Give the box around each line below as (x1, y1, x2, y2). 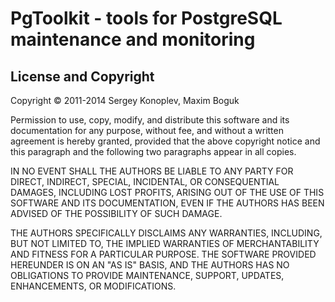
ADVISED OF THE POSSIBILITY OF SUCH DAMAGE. (10, 208, 223, 219)
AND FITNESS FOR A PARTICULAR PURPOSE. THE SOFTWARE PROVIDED (10, 248, 317, 260)
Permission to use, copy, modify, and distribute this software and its (10, 114, 290, 126)
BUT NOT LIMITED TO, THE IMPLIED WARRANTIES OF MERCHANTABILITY (10, 238, 320, 249)
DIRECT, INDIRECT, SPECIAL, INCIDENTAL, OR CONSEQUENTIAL (10, 176, 280, 187)
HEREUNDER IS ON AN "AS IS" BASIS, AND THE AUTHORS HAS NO (10, 259, 290, 271)
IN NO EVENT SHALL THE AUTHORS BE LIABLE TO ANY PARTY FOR (10, 165, 294, 177)
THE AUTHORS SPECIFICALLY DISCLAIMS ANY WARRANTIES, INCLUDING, (10, 227, 323, 239)
